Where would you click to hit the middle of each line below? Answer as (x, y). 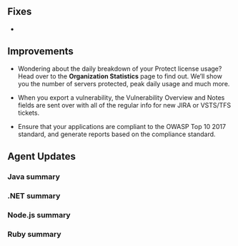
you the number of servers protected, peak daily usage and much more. (124, 83)
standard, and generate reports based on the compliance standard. (116, 134)
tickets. (29, 113)
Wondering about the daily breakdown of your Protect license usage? (120, 68)
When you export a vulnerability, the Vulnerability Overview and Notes (121, 97)
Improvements (40, 52)
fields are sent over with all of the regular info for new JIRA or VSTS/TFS (124, 105)
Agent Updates (42, 157)
